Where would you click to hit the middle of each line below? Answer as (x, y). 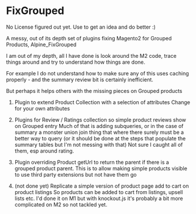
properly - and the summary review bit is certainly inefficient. (80, 80)
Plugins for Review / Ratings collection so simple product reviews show (100, 120)
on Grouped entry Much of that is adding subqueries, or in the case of (99, 126)
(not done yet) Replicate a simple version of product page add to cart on (102, 186)
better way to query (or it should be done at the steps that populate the (100, 138)
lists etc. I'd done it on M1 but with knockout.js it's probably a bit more (99, 198)
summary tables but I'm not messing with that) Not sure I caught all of (99, 144)
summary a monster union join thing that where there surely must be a (99, 132)
